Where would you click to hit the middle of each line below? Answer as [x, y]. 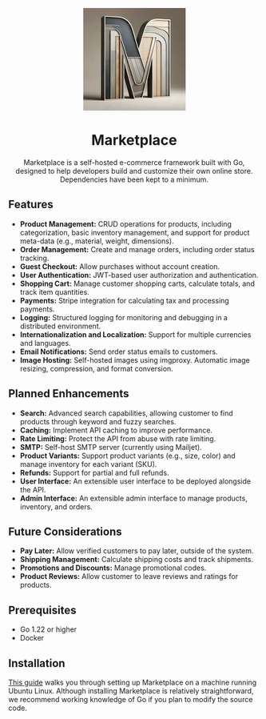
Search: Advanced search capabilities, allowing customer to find [126, 413]
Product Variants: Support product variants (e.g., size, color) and [127, 456]
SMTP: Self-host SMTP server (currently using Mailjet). [111, 447]
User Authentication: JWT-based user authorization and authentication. [139, 275]
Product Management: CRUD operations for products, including [125, 223]
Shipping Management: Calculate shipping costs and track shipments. [137, 560]
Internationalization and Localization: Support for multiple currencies [135, 334]
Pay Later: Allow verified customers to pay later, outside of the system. [137, 551]
